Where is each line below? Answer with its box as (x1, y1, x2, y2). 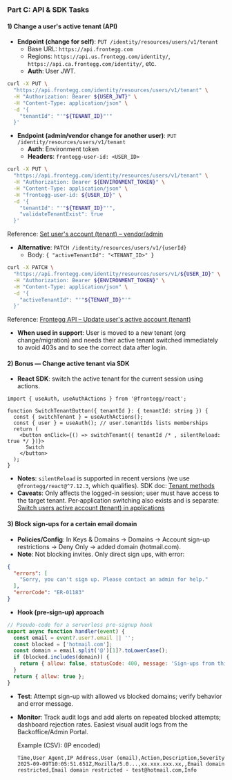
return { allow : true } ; (13, 673, 85, 680)
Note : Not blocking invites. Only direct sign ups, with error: (17, 550, 185, 558)
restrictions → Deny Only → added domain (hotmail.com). (17, 542, 182, 551)
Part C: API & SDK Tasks (7, 5, 90, 15)
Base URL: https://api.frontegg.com (27, 45, 133, 53)
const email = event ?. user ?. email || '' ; (13, 634, 135, 641)
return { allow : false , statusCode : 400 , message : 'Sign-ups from (19, 660, 215, 667)
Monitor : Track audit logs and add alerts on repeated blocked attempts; (17, 713, 221, 721)
